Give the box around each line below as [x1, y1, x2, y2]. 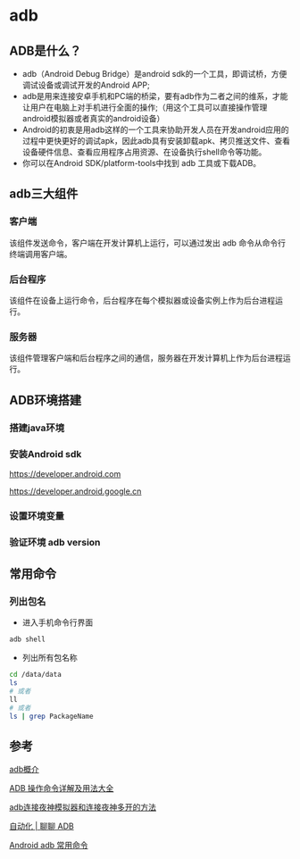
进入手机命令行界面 [21, 617, 94, 628]
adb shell [9, 635, 46, 644]
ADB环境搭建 [9, 392, 82, 407]
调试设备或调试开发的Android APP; [21, 79, 150, 90]
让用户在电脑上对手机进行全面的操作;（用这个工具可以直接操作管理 [21, 102, 268, 113]
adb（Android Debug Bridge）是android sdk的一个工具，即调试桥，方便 [21, 69, 287, 79]
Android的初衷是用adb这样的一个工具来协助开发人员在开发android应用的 [21, 124, 289, 135]
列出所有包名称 [21, 653, 78, 663]
